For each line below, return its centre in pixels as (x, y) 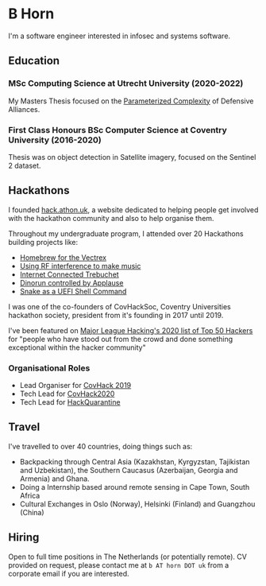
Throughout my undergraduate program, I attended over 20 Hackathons (126, 233)
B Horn (31, 14)
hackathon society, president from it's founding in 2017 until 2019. (116, 315)
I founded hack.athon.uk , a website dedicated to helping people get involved (133, 210)
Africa (30, 495)
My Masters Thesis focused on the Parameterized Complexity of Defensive (131, 101)
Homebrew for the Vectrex (63, 257)
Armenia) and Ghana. (54, 479)
